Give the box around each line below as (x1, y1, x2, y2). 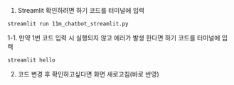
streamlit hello (7, 57, 55, 64)
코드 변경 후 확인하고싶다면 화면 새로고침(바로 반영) (17, 70, 159, 78)
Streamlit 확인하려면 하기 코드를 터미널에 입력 (17, 6, 144, 14)
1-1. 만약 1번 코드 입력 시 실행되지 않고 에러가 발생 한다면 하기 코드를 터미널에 (7, 34, 220, 42)
